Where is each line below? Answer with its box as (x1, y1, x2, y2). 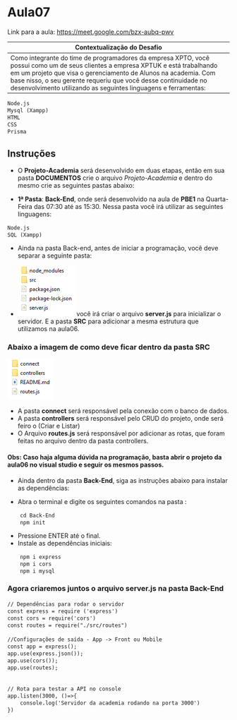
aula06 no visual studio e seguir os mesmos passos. (7, 460, 164, 469)
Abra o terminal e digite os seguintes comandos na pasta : (17, 497, 187, 505)
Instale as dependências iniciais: (17, 539, 112, 547)
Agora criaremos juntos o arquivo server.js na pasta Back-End (7, 584, 224, 594)
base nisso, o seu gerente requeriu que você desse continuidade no (10, 76, 207, 85)
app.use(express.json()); (7, 650, 83, 657)
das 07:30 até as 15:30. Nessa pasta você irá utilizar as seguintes (34, 203, 224, 210)
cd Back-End (20, 512, 55, 519)
